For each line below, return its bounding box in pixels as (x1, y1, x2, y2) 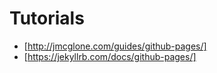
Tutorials (9, 7, 85, 30)
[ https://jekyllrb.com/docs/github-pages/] (23, 50, 197, 62)
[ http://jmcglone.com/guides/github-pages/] (23, 40, 207, 52)
